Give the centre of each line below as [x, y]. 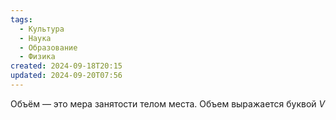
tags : [21, 19]
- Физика [37, 57]
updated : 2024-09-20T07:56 [66, 76]
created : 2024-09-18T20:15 [66, 66]
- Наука [35, 38]
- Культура [42, 29]
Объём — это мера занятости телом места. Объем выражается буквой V [168, 103]
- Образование [48, 47]
